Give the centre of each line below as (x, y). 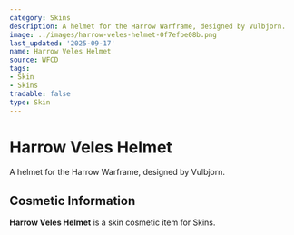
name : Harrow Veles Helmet (60, 52)
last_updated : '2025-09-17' (63, 43)
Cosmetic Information (73, 201)
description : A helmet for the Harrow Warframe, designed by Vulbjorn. (147, 26)
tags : (20, 69)
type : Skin (30, 102)
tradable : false (40, 93)
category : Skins (40, 18)
